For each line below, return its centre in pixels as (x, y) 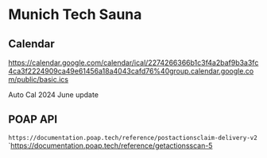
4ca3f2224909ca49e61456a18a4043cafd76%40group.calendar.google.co (131, 71)
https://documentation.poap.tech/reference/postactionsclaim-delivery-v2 (133, 137)
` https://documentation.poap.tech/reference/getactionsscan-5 (110, 145)
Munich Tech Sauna (75, 15)
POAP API (33, 120)
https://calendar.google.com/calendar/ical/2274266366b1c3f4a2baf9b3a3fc (133, 62)
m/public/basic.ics (39, 79)
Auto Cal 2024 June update (54, 95)
